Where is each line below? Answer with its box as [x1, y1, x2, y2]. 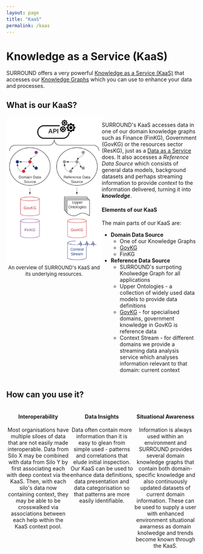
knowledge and [156, 472, 196, 479]
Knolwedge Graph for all [119, 270, 181, 277]
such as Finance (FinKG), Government [102, 134, 197, 142]
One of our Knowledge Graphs [119, 238, 196, 245]
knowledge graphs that [136, 458, 195, 466]
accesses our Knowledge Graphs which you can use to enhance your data [6, 76, 192, 83]
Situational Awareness [136, 413, 195, 420]
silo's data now [19, 484, 58, 492]
